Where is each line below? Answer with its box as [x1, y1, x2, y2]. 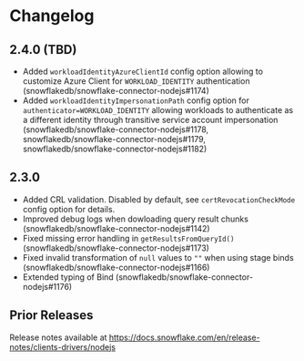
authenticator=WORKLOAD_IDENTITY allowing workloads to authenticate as [22, 105, 294, 115]
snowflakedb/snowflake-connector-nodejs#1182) [22, 143, 208, 154]
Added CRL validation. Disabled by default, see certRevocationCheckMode [22, 193, 296, 205]
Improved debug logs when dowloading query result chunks [22, 213, 248, 224]
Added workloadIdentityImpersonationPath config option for [22, 95, 250, 106]
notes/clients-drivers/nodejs [9, 341, 117, 352]
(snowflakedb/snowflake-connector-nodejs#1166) [22, 262, 210, 273]
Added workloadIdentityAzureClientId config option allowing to [22, 66, 264, 77]
